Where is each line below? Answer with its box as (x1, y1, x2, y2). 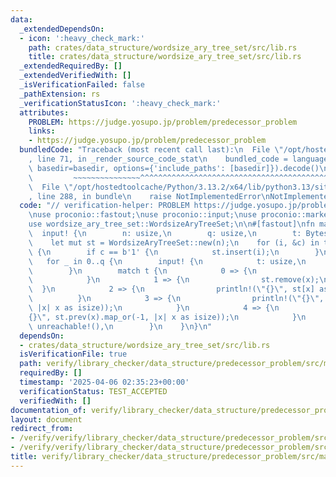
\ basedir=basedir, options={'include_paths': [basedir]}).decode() (28, 163, 320, 173)
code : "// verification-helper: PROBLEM (19, 201, 190, 211)
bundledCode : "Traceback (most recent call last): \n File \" (19, 145, 284, 155)
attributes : (19, 107, 70, 118)
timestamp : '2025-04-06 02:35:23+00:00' (19, 377, 190, 387)
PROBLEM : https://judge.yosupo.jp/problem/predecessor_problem (28, 117, 298, 127)
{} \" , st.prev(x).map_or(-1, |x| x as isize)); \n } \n (28, 312, 307, 322)
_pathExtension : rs (19, 89, 101, 99)
